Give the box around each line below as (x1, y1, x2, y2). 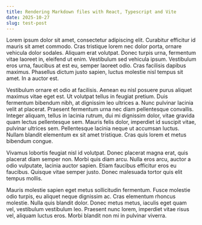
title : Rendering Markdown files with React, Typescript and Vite (6, 8, 177, 15)
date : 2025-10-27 (6, 14, 50, 20)
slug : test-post (6, 20, 47, 26)
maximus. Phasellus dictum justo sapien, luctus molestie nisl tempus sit (6, 69, 183, 76)
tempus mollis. (6, 175, 43, 182)
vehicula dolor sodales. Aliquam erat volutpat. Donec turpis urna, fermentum (6, 49, 197, 57)
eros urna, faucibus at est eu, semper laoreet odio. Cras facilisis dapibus (6, 62, 186, 69)
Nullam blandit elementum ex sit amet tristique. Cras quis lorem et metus (6, 131, 187, 138)
